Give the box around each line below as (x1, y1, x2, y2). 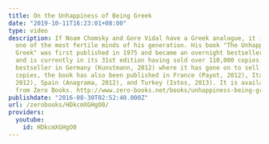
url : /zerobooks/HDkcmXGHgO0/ (8, 101, 110, 109)
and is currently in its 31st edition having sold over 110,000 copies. (15, 57, 263, 65)
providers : (8, 109, 45, 117)
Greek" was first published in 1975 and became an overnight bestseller (15, 49, 263, 57)
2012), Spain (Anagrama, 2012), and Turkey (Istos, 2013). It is (15, 78, 239, 86)
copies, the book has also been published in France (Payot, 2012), (15, 71, 249, 79)
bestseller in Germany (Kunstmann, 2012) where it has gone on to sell (15, 64, 260, 72)
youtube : (15, 116, 45, 124)
